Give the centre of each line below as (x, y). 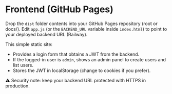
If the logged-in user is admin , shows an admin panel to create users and (89, 59)
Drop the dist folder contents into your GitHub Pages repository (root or (81, 24)
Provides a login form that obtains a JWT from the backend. (76, 54)
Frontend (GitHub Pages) (60, 9)
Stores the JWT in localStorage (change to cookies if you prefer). (82, 70)
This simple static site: (29, 44)
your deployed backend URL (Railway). (46, 34)
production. (17, 86)
